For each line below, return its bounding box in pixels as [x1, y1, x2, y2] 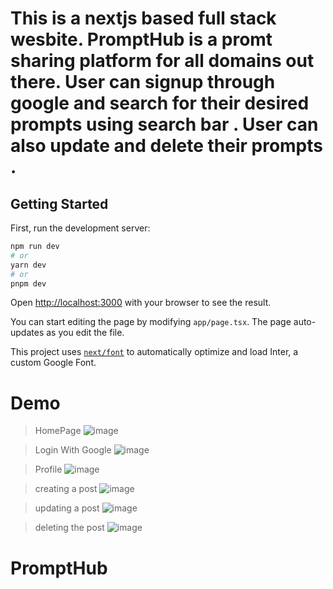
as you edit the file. [46, 327, 125, 339]
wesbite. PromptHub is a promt [10, 28, 273, 51]
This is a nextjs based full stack [10, 7, 277, 30]
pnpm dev [10, 278, 47, 289]
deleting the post [34, 522, 105, 534]
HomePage [34, 425, 82, 437]
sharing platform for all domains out [10, 50, 315, 72]
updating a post [34, 502, 100, 514]
